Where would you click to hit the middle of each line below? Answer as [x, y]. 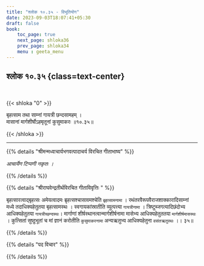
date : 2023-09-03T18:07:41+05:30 [49, 18]
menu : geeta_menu [40, 52]
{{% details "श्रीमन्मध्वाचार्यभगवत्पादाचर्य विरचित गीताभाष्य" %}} [70, 151]
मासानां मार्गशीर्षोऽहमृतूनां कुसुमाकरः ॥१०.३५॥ [50, 121]
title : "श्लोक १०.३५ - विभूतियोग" [43, 12]
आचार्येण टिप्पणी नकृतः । [30, 164]
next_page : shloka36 [43, 40]
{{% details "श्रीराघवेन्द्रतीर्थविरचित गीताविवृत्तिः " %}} [60, 187]
